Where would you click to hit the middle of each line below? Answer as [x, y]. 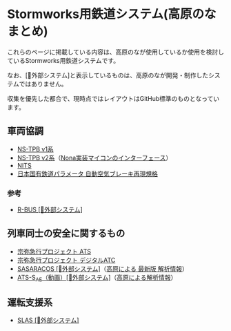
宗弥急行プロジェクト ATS [54, 251]
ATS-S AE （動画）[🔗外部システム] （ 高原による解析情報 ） [97, 278]
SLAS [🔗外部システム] [48, 320]
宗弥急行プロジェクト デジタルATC [66, 260]
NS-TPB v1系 [35, 149]
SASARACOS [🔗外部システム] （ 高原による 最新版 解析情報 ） [102, 268]
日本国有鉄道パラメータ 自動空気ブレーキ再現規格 [88, 173]
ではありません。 [43, 84]
